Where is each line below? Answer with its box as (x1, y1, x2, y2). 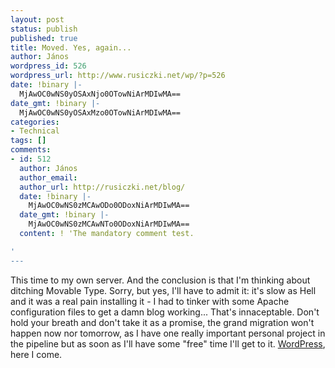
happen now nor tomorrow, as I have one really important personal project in (10, 327, 326, 339)
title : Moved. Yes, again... (10, 42, 132, 53)
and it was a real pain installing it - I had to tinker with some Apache (10, 295, 290, 307)
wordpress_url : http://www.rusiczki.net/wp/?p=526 (10, 71, 226, 81)
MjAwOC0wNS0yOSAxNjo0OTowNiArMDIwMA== (19, 89, 182, 99)
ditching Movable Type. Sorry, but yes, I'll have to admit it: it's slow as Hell (10, 284, 317, 296)
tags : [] (10, 136, 47, 146)
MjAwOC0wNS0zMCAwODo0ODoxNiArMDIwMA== (28, 201, 190, 211)
